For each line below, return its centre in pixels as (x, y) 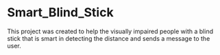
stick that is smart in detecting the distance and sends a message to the (109, 38)
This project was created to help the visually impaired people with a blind (110, 31)
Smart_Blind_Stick (61, 13)
